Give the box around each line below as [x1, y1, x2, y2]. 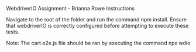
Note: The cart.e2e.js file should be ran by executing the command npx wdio [6, 40, 191, 46]
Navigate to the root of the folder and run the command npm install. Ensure [6, 16, 187, 23]
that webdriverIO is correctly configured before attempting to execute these [6, 23, 189, 29]
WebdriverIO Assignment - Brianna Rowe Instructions [6, 5, 135, 12]
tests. [6, 28, 19, 35]
